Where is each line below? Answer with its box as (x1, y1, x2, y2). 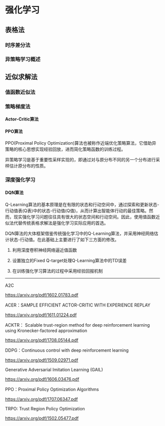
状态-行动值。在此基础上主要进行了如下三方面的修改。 (9, 237, 119, 243)
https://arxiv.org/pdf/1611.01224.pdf (5, 312, 77, 318)
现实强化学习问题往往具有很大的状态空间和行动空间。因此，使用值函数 (13, 213, 156, 219)
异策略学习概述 (5, 56, 41, 63)
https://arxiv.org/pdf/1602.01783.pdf (5, 292, 79, 298)
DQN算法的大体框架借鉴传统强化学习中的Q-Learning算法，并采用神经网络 (5, 230, 154, 236)
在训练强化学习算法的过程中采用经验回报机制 (12, 268, 103, 274)
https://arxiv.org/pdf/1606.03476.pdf (5, 376, 80, 382)
